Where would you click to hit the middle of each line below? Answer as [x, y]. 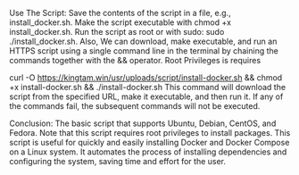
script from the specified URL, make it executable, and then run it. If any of [146, 96]
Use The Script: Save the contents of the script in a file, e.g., [120, 13]
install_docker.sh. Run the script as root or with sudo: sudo [117, 32]
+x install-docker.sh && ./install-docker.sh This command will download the [148, 87]
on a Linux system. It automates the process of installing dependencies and [148, 152]
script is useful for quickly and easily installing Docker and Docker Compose [149, 142]
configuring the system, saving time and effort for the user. [117, 161]
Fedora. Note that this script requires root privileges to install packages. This [150, 133]
